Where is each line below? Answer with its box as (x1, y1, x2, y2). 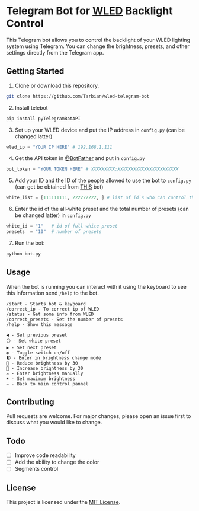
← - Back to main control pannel (6, 381, 89, 387)
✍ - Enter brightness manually (6, 371, 84, 376)
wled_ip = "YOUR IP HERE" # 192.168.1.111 (6, 144, 113, 150)
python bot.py (6, 251, 41, 257)
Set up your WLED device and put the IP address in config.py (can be (14, 126, 185, 133)
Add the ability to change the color (14, 458, 99, 466)
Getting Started (6, 66, 65, 76)
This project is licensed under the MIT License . (6, 499, 121, 506)
